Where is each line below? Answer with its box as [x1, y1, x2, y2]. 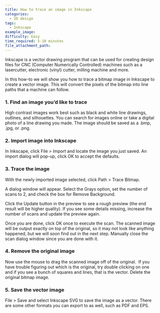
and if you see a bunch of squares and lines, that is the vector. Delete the [5, 269, 151, 275]
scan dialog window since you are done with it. [5, 236, 99, 242]
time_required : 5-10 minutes [5, 39, 64, 44]
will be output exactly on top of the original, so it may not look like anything [5, 225, 154, 231]
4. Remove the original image [5, 248, 75, 255]
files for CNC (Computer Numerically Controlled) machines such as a [5, 62, 143, 67]
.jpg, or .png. [5, 125, 30, 131]
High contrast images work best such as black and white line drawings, [5, 110, 147, 115]
